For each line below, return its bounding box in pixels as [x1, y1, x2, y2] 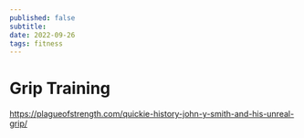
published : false [9, 13, 76, 23]
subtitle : [9, 22, 47, 31]
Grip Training [9, 79, 111, 99]
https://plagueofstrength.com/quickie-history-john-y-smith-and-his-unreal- [9, 109, 295, 120]
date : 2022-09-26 [9, 30, 76, 39]
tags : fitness [9, 38, 64, 48]
